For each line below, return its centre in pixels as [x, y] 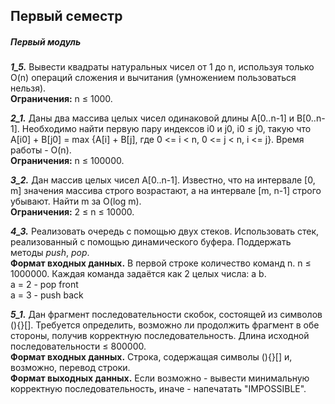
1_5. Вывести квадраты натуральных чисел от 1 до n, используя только [162, 67]
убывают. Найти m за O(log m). [76, 201]
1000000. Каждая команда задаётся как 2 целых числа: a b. [138, 274]
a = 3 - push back [47, 295]
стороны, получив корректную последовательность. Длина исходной [160, 336]
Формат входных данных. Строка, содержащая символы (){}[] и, [151, 357]
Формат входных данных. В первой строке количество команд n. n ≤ [161, 263]
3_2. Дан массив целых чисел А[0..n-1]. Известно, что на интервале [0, [163, 180]
